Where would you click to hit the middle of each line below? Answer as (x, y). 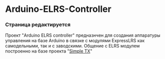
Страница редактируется (38, 25)
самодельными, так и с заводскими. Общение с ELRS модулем (73, 46)
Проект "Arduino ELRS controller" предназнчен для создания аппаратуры (83, 35)
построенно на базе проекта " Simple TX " (49, 51)
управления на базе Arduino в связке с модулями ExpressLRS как (75, 41)
